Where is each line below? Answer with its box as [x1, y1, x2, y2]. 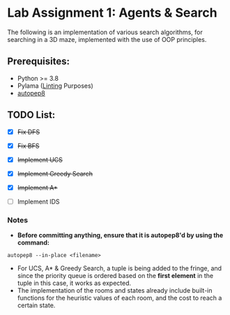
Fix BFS [17, 141, 40, 150]
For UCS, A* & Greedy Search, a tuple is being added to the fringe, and [17, 264, 222, 272]
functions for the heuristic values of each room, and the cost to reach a [17, 294, 222, 302]
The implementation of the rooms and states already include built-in [17, 286, 213, 295]
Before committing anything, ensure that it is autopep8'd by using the [17, 231, 224, 240]
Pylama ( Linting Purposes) [17, 82, 94, 90]
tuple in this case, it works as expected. [17, 279, 132, 287]
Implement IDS [17, 197, 60, 206]
